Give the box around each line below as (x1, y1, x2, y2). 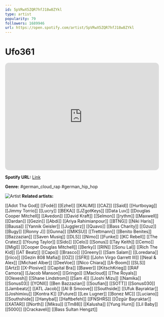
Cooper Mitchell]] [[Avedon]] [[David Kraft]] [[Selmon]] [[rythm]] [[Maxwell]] (5, 213, 159, 219)
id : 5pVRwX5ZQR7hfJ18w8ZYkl (5, 7, 62, 12)
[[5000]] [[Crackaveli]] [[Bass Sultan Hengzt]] (5, 306, 98, 313)
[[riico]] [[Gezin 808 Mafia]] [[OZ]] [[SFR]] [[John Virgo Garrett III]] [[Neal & (5, 254, 157, 260)
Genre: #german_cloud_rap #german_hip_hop (5, 184, 98, 190)
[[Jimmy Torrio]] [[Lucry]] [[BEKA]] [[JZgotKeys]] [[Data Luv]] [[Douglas (5, 208, 150, 214)
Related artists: (21, 193, 54, 199)
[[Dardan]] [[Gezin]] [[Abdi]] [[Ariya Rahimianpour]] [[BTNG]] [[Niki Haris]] (5, 218, 155, 224)
